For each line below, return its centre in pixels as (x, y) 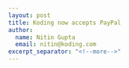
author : (21, 30)
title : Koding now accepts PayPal (65, 23)
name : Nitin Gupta (46, 37)
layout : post (29, 15)
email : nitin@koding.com (56, 45)
